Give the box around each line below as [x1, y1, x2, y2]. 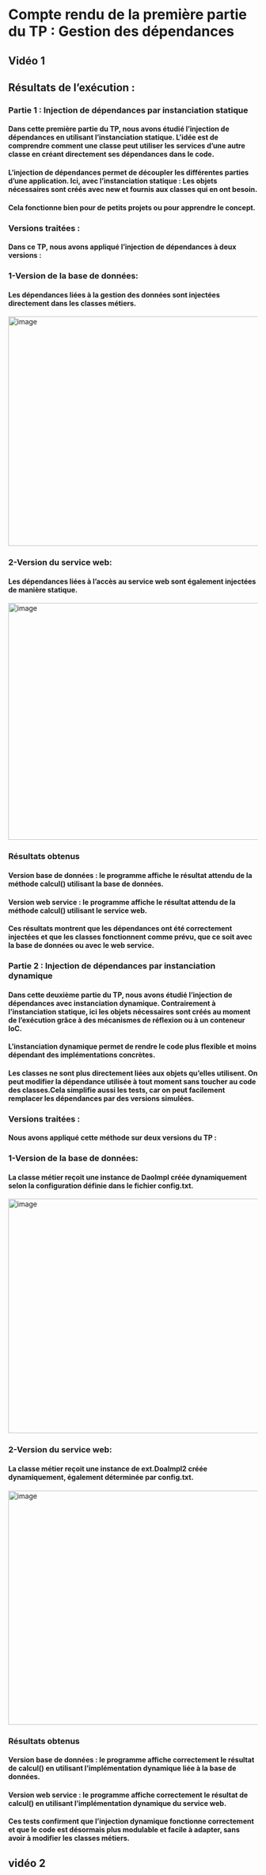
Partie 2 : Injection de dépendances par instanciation [8, 961, 216, 972]
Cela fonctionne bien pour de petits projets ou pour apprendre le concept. [8, 202, 256, 212]
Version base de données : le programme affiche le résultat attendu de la [8, 870, 253, 880]
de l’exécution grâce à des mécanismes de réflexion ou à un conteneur [8, 1015, 245, 1025]
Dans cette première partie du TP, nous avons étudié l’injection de [8, 125, 230, 134]
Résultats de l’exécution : [8, 81, 135, 94]
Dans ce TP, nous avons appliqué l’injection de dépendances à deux [8, 242, 237, 251]
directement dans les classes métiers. [8, 298, 137, 308]
